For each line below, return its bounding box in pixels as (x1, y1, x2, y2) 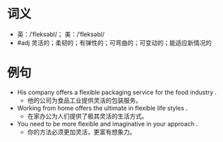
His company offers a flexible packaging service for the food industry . (16, 88, 218, 96)
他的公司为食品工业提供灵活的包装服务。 (27, 96, 142, 104)
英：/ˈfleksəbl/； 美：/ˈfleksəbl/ (16, 30, 105, 38)
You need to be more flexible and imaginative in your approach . (16, 119, 198, 128)
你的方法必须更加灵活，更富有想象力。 (27, 128, 136, 136)
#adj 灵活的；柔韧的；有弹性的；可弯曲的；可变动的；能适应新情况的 (16, 38, 212, 46)
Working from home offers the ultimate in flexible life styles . (16, 104, 188, 112)
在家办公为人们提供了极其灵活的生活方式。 (27, 112, 148, 120)
